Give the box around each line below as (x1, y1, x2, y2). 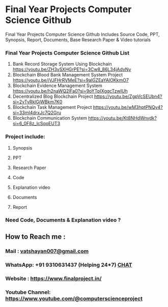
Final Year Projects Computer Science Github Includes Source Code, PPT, (5, 31, 160, 37)
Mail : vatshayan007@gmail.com (5, 247, 89, 255)
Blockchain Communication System (12, 115, 88, 121)
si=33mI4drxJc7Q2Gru (12, 109, 62, 116)
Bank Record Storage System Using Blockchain (12, 61, 112, 67)
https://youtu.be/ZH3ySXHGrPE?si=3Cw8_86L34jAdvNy (12, 66, 131, 72)
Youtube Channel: (5, 289, 51, 296)
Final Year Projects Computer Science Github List (5, 49, 130, 57)
